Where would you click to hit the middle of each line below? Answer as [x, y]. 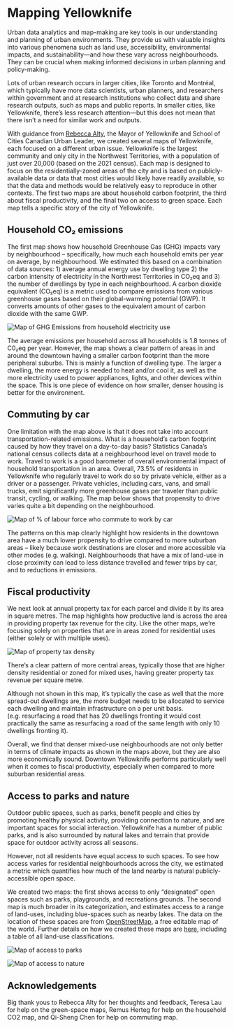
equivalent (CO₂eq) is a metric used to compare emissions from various [110, 291]
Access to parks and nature [68, 796]
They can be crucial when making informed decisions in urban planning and [116, 61]
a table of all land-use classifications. [61, 936]
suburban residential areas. [46, 774]
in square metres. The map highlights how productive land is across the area [117, 616]
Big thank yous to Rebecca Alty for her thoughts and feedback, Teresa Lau [115, 1002]
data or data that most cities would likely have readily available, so [130, 178]
